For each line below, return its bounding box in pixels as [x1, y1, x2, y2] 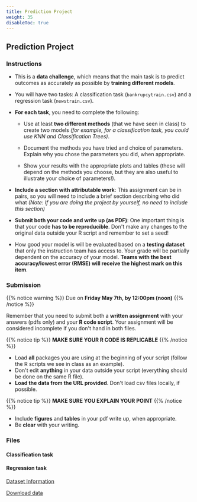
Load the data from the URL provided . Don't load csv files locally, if [14, 380, 180, 387]
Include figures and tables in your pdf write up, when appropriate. [14, 415, 177, 422]
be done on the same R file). [14, 373, 84, 380]
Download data [6, 490, 43, 497]
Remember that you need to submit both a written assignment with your [6, 312, 183, 320]
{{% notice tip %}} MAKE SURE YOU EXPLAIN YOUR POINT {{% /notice [6, 397, 182, 405]
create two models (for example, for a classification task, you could [23, 127, 189, 134]
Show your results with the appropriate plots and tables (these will [23, 162, 185, 169]
